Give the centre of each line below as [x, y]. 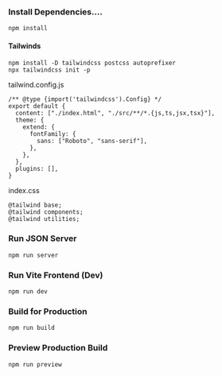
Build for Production [48, 312]
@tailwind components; [46, 212]
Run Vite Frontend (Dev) [56, 275]
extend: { [39, 127]
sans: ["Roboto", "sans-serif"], [92, 141]
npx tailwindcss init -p [49, 70]
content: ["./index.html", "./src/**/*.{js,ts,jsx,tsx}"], [115, 113]
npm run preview [35, 364]
